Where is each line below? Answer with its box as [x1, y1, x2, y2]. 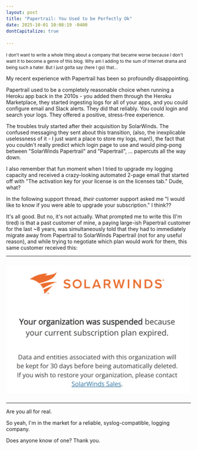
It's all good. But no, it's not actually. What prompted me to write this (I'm [6, 213, 182, 220]
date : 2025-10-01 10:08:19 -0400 [6, 22, 88, 28]
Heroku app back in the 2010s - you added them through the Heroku [6, 93, 172, 100]
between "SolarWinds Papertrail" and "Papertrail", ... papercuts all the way [6, 147, 186, 155]
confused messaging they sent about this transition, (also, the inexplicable [6, 129, 186, 136]
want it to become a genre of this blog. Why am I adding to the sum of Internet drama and [6, 59, 186, 65]
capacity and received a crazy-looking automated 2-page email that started [6, 172, 189, 179]
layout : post [6, 9, 38, 15]
